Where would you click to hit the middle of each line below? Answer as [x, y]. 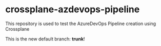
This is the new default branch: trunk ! [45, 39]
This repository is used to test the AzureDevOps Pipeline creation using [81, 24]
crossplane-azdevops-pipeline [73, 9]
